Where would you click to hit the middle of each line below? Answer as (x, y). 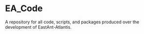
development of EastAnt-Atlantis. (38, 27)
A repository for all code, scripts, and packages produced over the (72, 22)
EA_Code (24, 8)
